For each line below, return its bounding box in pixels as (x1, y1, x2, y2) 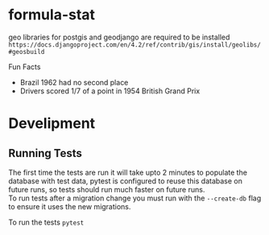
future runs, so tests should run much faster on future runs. (8, 184, 205, 194)
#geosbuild (8, 47, 45, 56)
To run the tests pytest (8, 217, 85, 227)
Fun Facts (8, 62, 41, 72)
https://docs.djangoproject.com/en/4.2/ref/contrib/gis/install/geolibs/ (8, 40, 262, 49)
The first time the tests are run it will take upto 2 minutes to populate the (8, 167, 248, 177)
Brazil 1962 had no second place (19, 77, 129, 87)
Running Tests (8, 146, 82, 160)
